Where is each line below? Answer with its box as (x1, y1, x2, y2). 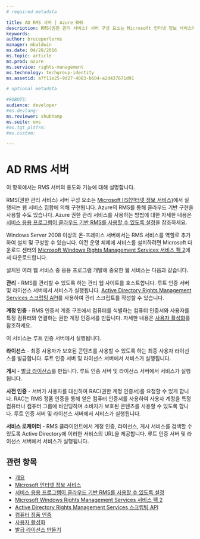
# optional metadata (6, 86, 58, 92)
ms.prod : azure (6, 58, 44, 65)
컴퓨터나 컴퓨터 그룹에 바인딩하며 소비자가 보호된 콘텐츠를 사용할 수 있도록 (6, 403, 178, 410)
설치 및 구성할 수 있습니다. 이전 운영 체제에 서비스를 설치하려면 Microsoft (17, 239, 186, 246)
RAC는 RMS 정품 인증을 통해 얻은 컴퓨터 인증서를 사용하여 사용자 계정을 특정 (14, 395, 192, 402)
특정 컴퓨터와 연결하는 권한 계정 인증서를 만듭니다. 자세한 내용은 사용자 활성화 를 (6, 314, 190, 321)
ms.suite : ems (6, 119, 42, 125)
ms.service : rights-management (6, 64, 84, 70)
